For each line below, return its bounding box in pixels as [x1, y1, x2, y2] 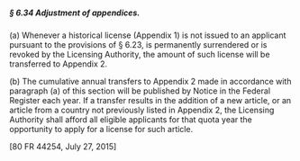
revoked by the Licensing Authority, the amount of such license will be [9, 49, 270, 59]
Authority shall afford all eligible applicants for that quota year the [9, 113, 252, 125]
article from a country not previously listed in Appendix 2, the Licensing [9, 104, 275, 115]
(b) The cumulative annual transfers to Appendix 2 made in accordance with [9, 76, 292, 86]
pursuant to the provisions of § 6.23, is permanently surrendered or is [9, 39, 268, 49]
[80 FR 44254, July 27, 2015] [9, 140, 117, 152]
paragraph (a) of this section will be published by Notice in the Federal [9, 85, 271, 96]
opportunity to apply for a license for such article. [9, 123, 194, 134]
